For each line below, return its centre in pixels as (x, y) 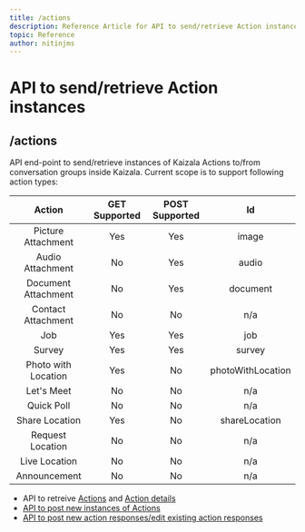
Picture (49, 231)
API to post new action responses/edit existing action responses (143, 517)
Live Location (49, 461)
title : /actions (40, 18)
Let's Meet (49, 391)
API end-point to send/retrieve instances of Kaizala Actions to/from (135, 163)
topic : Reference (42, 34)
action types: (34, 182)
